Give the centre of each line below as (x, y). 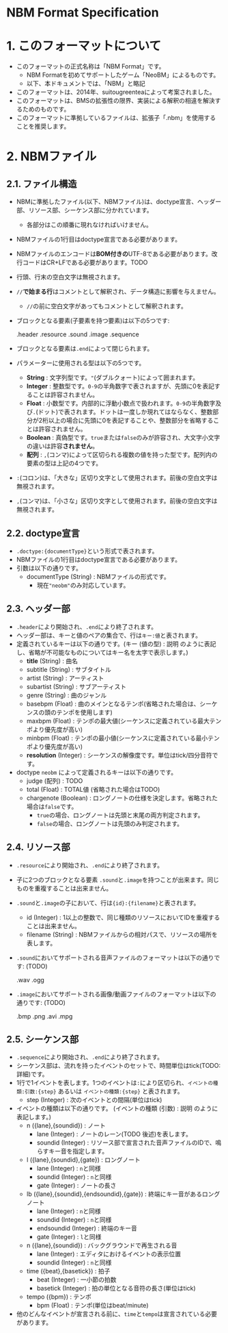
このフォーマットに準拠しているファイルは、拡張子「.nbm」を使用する (116, 118)
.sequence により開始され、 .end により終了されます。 (90, 1057)
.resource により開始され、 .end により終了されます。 (90, 865)
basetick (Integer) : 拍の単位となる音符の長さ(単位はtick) (116, 1288)
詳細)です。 (32, 1074)
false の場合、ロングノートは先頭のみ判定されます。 (110, 823)
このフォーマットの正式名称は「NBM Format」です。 (90, 66)
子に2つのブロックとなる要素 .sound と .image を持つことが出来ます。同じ (118, 880)
